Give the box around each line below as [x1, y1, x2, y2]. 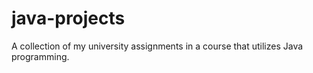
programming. [11, 50, 70, 62]
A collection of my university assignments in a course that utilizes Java [11, 40, 304, 52]
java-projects [11, 7, 126, 30]
